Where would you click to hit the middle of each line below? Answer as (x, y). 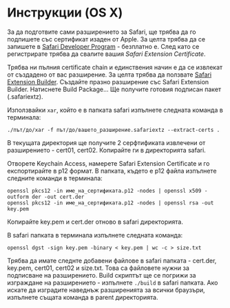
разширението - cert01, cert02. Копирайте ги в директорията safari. (107, 150)
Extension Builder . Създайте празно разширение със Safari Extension (108, 81)
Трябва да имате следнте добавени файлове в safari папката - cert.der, (112, 260)
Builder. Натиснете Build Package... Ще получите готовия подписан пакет (114, 89)
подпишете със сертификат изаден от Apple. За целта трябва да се (106, 39)
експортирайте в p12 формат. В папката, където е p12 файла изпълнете (112, 171)
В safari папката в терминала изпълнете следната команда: (95, 235)
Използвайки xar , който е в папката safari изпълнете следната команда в (115, 110)
